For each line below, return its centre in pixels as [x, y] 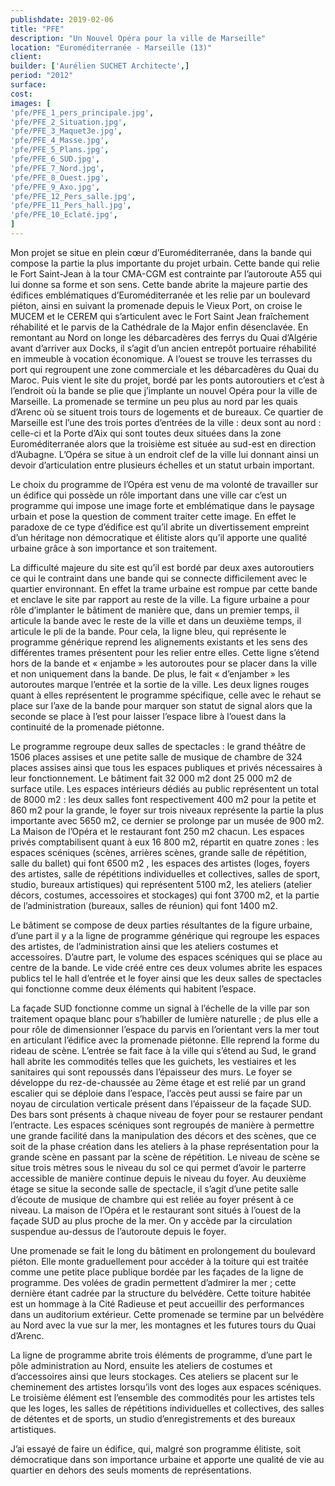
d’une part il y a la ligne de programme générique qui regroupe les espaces [165, 935]
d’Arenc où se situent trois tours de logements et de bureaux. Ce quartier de [167, 412]
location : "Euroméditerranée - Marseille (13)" [111, 47]
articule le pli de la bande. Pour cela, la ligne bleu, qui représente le [148, 631]
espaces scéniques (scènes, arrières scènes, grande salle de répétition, [158, 852]
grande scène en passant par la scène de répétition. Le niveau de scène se [165, 1157]
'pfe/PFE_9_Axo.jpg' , [55, 187]
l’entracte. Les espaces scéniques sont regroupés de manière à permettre [162, 1125]
